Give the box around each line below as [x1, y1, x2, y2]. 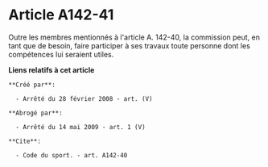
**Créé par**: [8, 81, 56, 89]
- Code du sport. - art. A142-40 [15, 151, 128, 159]
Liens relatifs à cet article [8, 65, 95, 74]
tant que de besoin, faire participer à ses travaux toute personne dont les [8, 40, 251, 50]
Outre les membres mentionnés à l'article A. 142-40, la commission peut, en [8, 32, 260, 42]
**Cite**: [8, 137, 42, 145]
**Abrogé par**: [8, 109, 63, 117]
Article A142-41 [8, 6, 114, 24]
